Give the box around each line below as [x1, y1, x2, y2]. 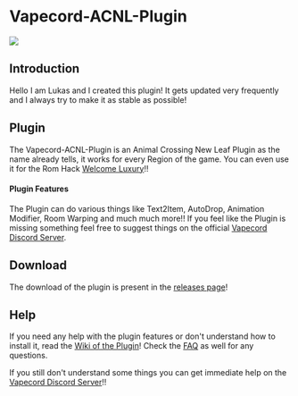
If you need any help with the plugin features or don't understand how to [9, 331, 277, 341]
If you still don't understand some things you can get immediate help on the [9, 367, 287, 378]
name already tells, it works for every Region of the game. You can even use [9, 154, 290, 164]
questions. [9, 350, 48, 361]
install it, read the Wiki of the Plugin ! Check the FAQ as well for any [9, 341, 254, 351]
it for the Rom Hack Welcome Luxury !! [9, 163, 149, 173]
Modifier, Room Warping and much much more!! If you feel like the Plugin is [9, 213, 286, 223]
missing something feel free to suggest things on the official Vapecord [9, 222, 268, 233]
